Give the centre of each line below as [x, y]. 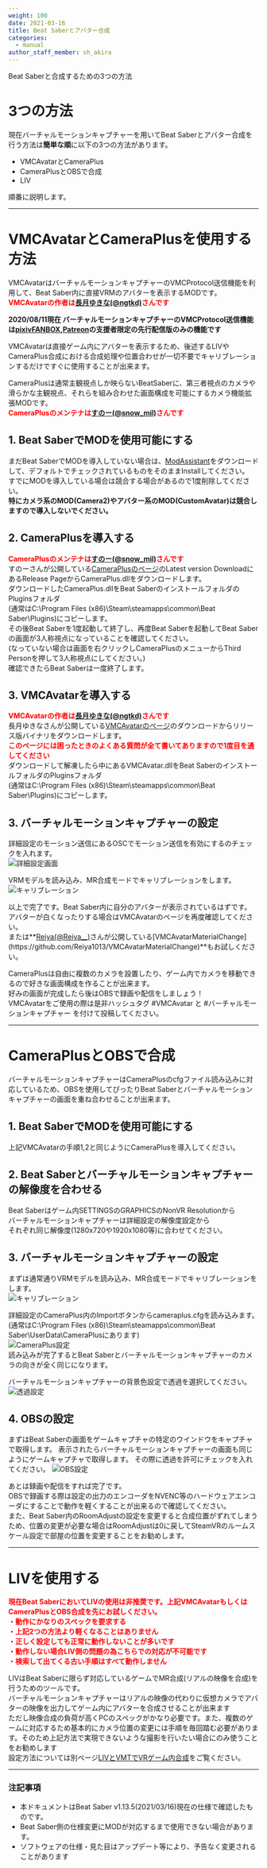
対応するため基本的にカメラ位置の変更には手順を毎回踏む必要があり [140, 1728]
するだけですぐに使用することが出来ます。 [84, 365]
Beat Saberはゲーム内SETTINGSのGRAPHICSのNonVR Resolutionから [122, 1210]
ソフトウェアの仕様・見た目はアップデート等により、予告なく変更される [138, 1846]
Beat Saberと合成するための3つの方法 [70, 76]
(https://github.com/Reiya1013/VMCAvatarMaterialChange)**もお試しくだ [128, 947]
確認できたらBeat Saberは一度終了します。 [78, 667]
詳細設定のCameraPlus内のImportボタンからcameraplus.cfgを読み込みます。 [133, 1315]
